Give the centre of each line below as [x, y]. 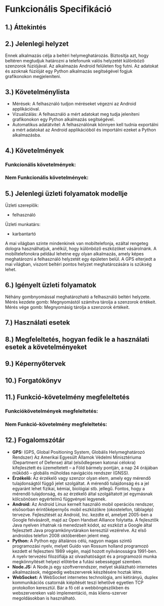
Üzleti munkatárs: [23, 224]
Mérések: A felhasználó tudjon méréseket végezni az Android [74, 104]
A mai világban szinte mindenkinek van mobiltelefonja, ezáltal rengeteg [77, 244]
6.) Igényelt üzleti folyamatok [51, 285]
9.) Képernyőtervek [35, 364]
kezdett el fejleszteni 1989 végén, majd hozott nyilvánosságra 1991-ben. [85, 551]
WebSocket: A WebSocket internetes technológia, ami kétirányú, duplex [85, 577]
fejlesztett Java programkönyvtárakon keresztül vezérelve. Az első [79, 530]
